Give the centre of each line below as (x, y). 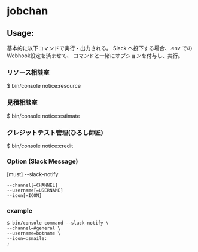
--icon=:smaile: (27, 239)
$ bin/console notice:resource (44, 86)
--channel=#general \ (34, 228)
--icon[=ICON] (25, 196)
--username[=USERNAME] (35, 190)
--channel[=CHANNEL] (33, 185)
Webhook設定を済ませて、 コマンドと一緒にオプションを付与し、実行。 (95, 56)
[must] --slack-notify (33, 174)
